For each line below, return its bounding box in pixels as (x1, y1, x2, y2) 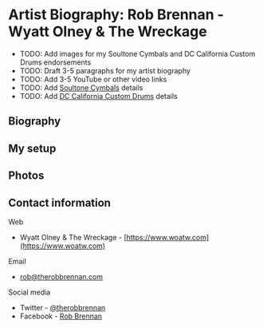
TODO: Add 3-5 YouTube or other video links (19, 74, 167, 84)
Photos (8, 169, 45, 183)
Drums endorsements (19, 57, 92, 67)
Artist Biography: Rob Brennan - (8, 6, 225, 24)
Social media (8, 287, 51, 297)
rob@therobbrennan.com (19, 271, 104, 281)
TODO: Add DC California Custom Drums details (19, 91, 178, 101)
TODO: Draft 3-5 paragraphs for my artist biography (19, 65, 191, 75)
